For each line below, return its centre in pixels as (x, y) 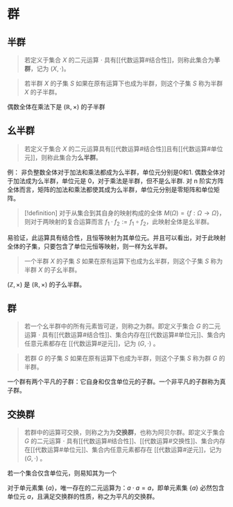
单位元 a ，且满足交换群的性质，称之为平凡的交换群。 (83, 497)
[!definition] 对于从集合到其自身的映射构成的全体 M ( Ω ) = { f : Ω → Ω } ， (124, 213)
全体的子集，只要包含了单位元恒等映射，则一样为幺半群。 (89, 246)
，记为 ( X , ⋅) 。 (50, 69)
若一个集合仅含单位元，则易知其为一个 (62, 473)
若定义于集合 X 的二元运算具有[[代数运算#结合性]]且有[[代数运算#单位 (123, 148)
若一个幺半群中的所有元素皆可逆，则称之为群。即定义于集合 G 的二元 (122, 326)
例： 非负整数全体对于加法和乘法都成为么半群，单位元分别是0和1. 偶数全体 (113, 172)
